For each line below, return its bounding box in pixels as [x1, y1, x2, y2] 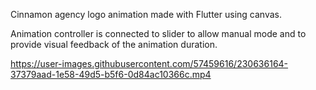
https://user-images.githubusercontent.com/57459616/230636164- [10, 58, 289, 69]
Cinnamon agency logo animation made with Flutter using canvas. [10, 9, 282, 20]
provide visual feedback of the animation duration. [10, 39, 218, 50]
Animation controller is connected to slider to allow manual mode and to [10, 28, 307, 39]
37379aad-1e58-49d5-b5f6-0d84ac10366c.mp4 [10, 69, 212, 80]
